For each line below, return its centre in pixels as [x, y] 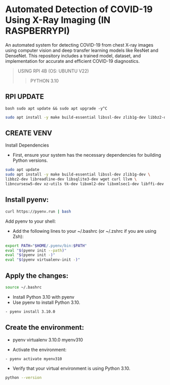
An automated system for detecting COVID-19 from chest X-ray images [79, 45]
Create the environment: [45, 327]
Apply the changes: [37, 276]
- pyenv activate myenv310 [34, 359]
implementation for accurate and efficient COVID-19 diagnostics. [73, 61]
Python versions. [30, 160]
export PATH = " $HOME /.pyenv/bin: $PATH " [46, 246]
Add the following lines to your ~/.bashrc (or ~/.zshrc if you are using [84, 231]
